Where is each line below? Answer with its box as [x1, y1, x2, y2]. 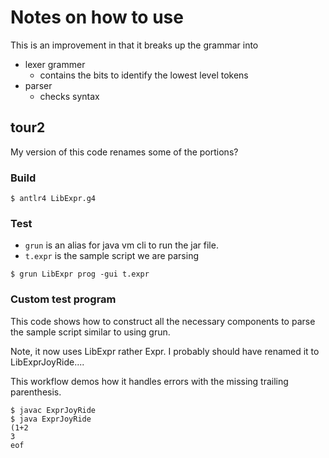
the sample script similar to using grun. [10, 326, 171, 338]
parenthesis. [10, 386, 62, 398]
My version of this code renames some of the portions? [10, 146, 239, 158]
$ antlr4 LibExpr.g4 [10, 194, 97, 204]
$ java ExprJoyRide [10, 414, 92, 424]
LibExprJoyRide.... [10, 356, 85, 368]
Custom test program [10, 292, 117, 306]
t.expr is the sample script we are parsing [24, 250, 199, 262]
